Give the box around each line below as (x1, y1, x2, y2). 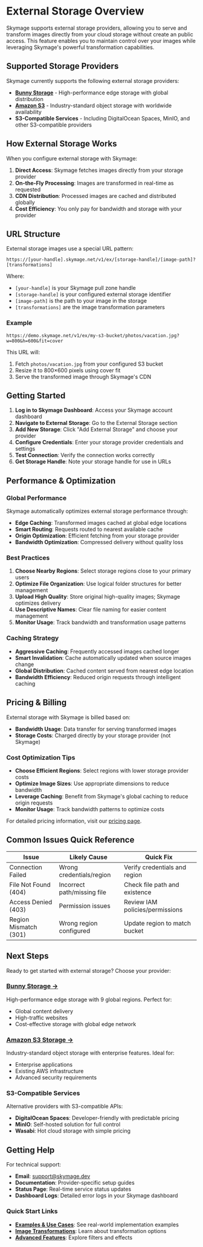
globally (14, 199, 35, 206)
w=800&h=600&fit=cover (6, 338, 63, 344)
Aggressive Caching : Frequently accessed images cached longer (14, 648, 179, 655)
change (14, 660, 34, 668)
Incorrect (59, 880, 85, 889)
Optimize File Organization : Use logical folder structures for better (14, 580, 182, 588)
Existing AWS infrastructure (14, 1067, 84, 1075)
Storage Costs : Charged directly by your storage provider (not (14, 731, 171, 739)
